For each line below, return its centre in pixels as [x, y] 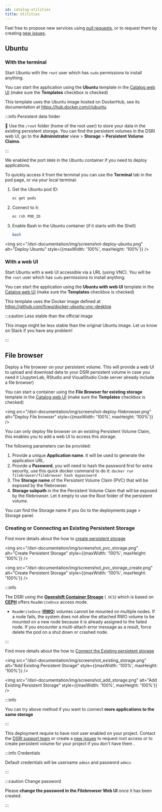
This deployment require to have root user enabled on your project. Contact [80, 733]
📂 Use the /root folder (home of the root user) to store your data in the [75, 126]
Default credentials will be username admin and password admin [68, 762]
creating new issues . [26, 33]
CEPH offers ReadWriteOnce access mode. [47, 602]
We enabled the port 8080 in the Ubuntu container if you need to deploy [76, 160]
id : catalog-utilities [28, 9]
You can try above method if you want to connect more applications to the [80, 709]
